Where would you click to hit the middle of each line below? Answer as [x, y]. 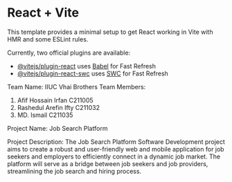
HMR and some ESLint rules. [48, 39]
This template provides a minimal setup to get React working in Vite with [110, 32]
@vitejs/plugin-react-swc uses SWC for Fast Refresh [92, 73]
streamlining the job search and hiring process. [74, 171]
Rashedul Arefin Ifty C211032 [59, 107]
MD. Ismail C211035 [45, 115]
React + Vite [43, 13]
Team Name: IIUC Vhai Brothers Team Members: [77, 87]
